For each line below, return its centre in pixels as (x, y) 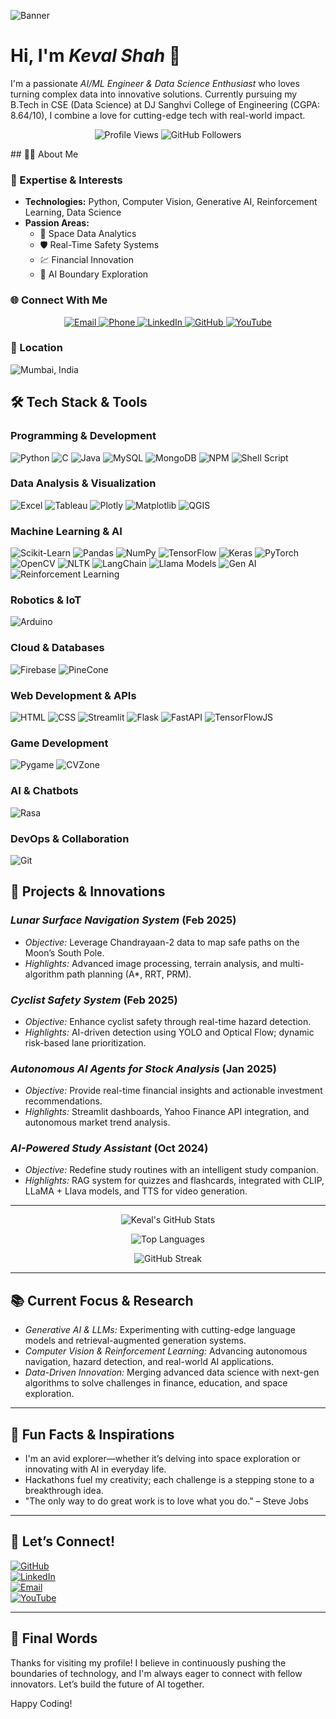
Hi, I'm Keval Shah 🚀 (96, 56)
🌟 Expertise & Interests (66, 180)
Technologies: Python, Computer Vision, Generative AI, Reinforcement (171, 202)
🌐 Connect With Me (59, 300)
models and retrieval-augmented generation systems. (135, 1341)
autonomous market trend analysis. (97, 1122)
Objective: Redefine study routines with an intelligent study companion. (171, 1170)
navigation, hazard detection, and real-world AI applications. (149, 1362)
